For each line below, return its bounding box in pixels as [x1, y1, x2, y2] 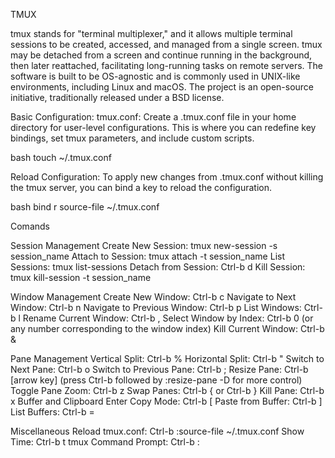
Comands [10, 220, 50, 232]
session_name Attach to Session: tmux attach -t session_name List [10, 250, 285, 262]
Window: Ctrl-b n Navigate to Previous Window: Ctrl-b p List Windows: [10, 302, 302, 313]
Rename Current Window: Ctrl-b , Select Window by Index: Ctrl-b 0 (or [22, 312, 314, 324]
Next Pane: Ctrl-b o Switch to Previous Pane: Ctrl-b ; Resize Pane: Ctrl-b [10, 364, 309, 375]
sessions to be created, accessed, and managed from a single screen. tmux [10, 39, 323, 50]
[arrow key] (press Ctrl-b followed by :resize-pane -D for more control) [10, 374, 303, 386]
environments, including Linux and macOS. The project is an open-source [10, 81, 315, 93]
